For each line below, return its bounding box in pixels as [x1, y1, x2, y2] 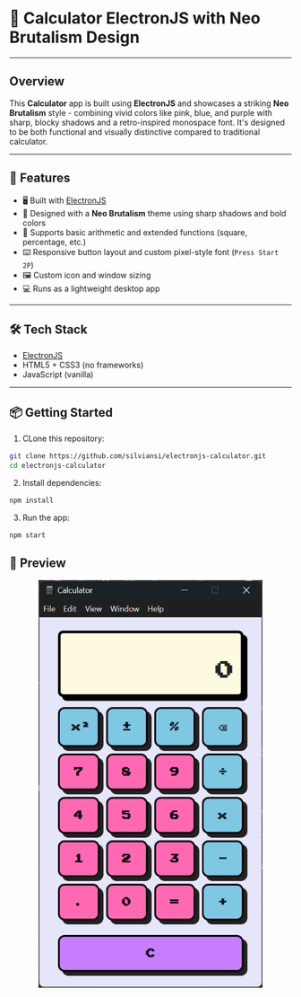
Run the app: [21, 512, 70, 523]
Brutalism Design [9, 27, 141, 48]
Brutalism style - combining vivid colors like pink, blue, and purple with [9, 107, 273, 118]
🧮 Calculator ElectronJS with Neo [9, 8, 262, 29]
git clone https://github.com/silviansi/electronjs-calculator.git [9, 452, 267, 461]
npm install [9, 496, 54, 505]
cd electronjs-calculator [9, 462, 106, 471]
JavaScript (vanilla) [21, 369, 94, 380]
